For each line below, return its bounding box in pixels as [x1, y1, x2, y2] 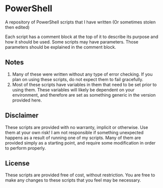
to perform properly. [5, 145, 46, 151]
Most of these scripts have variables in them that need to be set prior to [12, 82, 157, 87]
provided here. [12, 97, 42, 103]
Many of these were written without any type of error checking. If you [12, 71, 153, 77]
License [5, 159, 30, 167]
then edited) [5, 24, 30, 30]
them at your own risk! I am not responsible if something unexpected [5, 129, 144, 135]
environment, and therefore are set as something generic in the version [12, 92, 156, 98]
